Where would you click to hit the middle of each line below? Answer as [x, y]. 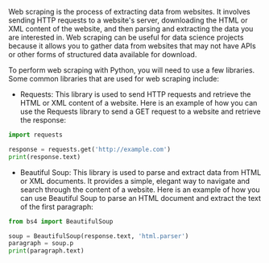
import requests [35, 135]
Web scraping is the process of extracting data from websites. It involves [130, 12]
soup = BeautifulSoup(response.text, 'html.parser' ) [99, 236]
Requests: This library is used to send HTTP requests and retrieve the [135, 94]
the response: [43, 120]
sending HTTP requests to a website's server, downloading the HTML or [128, 20]
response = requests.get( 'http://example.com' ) [90, 149]
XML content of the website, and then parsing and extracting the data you [131, 29]
